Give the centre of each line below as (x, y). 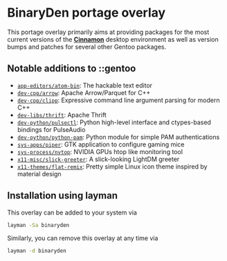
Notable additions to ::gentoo (72, 68)
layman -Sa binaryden (38, 225)
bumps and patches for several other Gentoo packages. (87, 47)
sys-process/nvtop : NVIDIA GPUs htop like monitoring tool (100, 151)
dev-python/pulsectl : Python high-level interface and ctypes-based (114, 122)
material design (39, 174)
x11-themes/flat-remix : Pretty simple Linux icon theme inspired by (112, 166)
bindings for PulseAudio (51, 129)
